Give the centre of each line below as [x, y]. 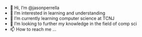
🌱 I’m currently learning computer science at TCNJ [62, 18]
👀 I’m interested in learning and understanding [57, 13]
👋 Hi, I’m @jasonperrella [34, 8]
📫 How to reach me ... [33, 29]
